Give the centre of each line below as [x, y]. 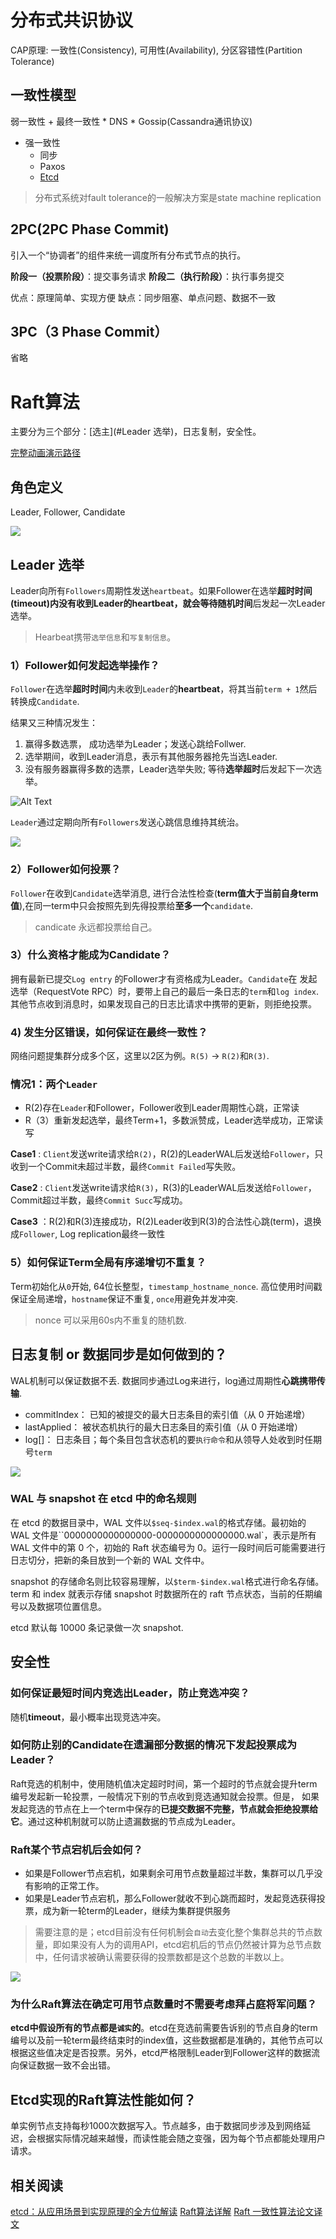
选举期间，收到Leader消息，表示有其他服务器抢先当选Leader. [151, 757]
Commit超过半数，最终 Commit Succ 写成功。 [99, 1200]
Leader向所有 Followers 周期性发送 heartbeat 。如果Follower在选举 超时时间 [161, 590]
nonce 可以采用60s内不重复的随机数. [110, 1320]
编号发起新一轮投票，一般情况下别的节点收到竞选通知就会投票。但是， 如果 [165, 1796]
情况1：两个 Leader [54, 1084]
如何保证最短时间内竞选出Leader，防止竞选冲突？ [130, 1693]
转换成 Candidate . [45, 702]
